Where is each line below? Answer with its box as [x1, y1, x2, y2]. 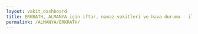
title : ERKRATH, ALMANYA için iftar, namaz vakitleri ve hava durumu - [6, 14, 186, 20]
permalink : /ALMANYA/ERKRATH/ [6, 19, 81, 25]
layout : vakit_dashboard [6, 8, 67, 14]
